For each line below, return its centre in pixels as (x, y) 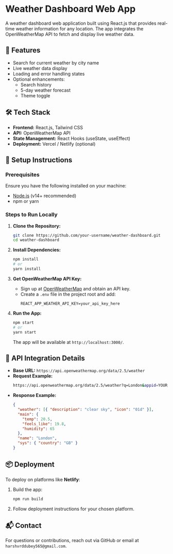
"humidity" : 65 (39, 429)
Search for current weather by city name (56, 63)
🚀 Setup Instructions (39, 160)
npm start (23, 322)
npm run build (28, 499)
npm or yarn (26, 201)
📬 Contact (23, 526)
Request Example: (33, 376)
